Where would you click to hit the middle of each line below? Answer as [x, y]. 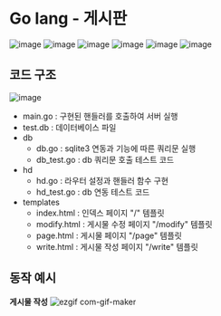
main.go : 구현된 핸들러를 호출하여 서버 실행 [100, 116]
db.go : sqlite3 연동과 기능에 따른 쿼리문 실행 [116, 148]
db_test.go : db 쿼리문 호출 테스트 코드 [105, 159]
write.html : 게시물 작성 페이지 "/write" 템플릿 [117, 246]
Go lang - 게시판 [68, 19]
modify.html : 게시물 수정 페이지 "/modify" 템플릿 [124, 224]
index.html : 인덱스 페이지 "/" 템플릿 [100, 213]
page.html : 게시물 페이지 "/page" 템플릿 [109, 235]
